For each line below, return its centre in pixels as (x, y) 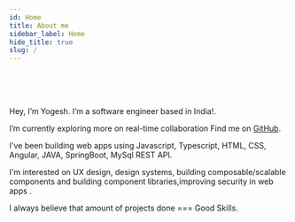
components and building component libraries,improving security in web (142, 181)
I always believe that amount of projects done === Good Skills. (124, 208)
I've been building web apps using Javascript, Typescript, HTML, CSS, (138, 146)
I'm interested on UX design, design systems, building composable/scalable (147, 172)
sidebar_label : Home (47, 34)
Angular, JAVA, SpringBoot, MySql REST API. (91, 155)
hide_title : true (41, 42)
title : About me (39, 26)
